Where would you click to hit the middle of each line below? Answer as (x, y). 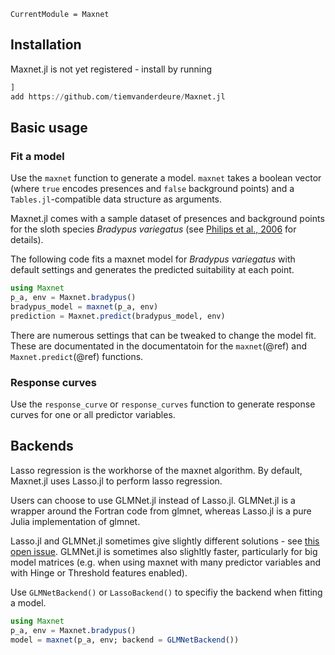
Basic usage (49, 127)
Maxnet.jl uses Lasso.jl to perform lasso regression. (116, 481)
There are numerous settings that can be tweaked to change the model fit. (163, 335)
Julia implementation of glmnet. (75, 521)
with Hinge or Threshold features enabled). (99, 572)
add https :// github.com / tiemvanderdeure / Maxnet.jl (118, 96)
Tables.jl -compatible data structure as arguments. (116, 199)
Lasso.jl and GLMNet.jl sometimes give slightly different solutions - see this (165, 541)
